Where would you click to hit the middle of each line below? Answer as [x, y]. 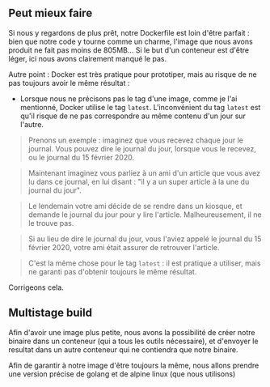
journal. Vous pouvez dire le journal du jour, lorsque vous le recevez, [142, 148]
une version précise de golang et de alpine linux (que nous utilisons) [122, 374]
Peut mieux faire [51, 13]
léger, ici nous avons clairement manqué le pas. [88, 58]
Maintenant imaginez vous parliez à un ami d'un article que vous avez [144, 172]
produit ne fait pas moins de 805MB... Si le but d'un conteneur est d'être [129, 50]
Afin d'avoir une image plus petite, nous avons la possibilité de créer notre [132, 332]
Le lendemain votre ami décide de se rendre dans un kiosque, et [135, 206]
